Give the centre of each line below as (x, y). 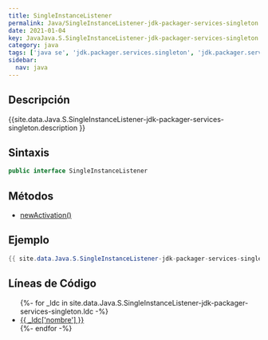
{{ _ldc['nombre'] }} (52, 319)
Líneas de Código (53, 284)
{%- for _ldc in (43, 302)
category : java (33, 45)
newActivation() (45, 215)
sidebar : (23, 61)
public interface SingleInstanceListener (78, 171)
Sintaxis (29, 152)
